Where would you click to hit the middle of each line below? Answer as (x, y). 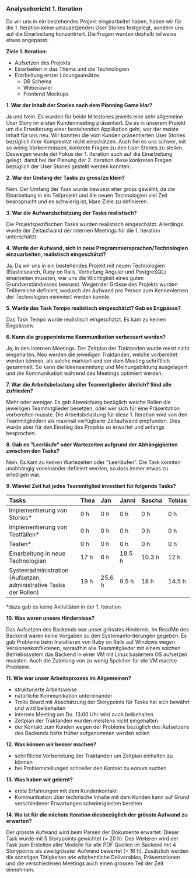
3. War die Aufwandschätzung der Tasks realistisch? (71, 213)
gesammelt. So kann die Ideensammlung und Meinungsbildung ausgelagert (97, 367)
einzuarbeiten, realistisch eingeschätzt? (56, 254)
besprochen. (21, 433)
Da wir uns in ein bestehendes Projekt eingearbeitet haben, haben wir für (94, 22)
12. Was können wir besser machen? (51, 744)
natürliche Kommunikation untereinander (63, 696)
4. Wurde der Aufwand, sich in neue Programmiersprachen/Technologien (97, 248)
